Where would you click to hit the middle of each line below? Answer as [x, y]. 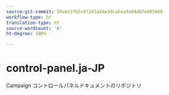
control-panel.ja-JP [55, 68]
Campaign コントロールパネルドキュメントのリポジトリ [74, 85]
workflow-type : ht [29, 17]
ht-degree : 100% [26, 34]
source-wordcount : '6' [34, 28]
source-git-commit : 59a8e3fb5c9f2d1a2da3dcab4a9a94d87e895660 [84, 12]
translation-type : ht [33, 23]
